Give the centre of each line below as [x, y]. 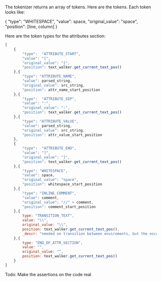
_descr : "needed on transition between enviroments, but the [85, 234]
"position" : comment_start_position [59, 207]
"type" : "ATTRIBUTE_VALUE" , [50, 121]
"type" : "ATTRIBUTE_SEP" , [49, 99]
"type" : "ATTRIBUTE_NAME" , [49, 76]
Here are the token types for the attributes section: [55, 36]
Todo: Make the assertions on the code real [48, 274]
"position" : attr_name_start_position [61, 90]
